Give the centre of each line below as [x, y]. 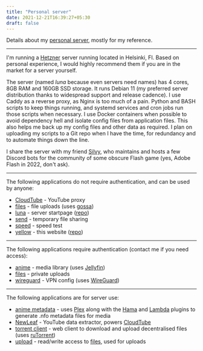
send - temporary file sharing [52, 219]
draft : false [23, 23]
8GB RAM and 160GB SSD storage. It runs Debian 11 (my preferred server [97, 89]
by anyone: [20, 188]
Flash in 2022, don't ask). [38, 164]
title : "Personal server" [39, 12]
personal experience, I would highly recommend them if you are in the [93, 64]
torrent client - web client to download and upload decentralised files [101, 329]
